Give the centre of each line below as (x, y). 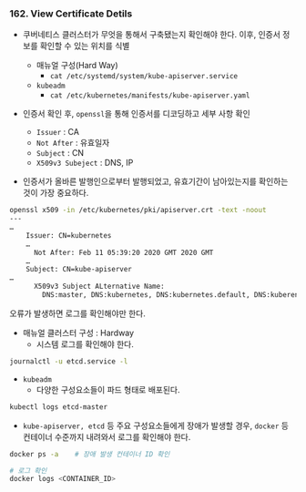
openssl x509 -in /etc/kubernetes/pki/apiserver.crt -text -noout (138, 210)
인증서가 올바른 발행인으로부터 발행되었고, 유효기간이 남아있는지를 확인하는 (155, 181)
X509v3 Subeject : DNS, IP (85, 163)
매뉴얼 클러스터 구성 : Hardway (78, 333)
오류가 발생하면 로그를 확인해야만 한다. (77, 313)
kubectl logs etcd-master (58, 407)
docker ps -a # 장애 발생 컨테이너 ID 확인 (90, 454)
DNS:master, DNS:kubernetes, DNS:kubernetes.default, (146, 295)
